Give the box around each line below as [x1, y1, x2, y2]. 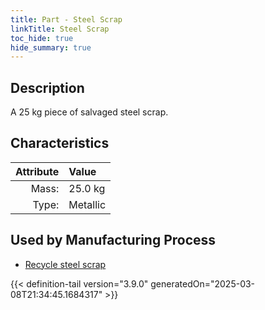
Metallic [68, 197, 107, 211]
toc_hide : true [10, 33, 74, 43]
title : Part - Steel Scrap [10, 14, 123, 25]
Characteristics [10, 135, 110, 152]
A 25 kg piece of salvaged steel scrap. [10, 106, 169, 118]
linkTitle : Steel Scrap [10, 24, 110, 34]
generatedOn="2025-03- [150, 277, 256, 290]
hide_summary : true [10, 42, 92, 53]
